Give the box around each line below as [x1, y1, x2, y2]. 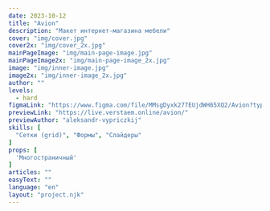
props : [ [8, 146, 38, 154]
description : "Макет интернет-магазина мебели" [8, 26, 171, 34]
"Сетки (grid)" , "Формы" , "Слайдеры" [15, 131, 142, 139]
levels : [8, 86, 35, 95]
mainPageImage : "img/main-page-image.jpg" [8, 49, 153, 57]
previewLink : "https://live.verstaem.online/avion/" [8, 109, 189, 117]
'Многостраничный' [15, 153, 78, 161]
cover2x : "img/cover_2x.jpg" [8, 42, 106, 50]
